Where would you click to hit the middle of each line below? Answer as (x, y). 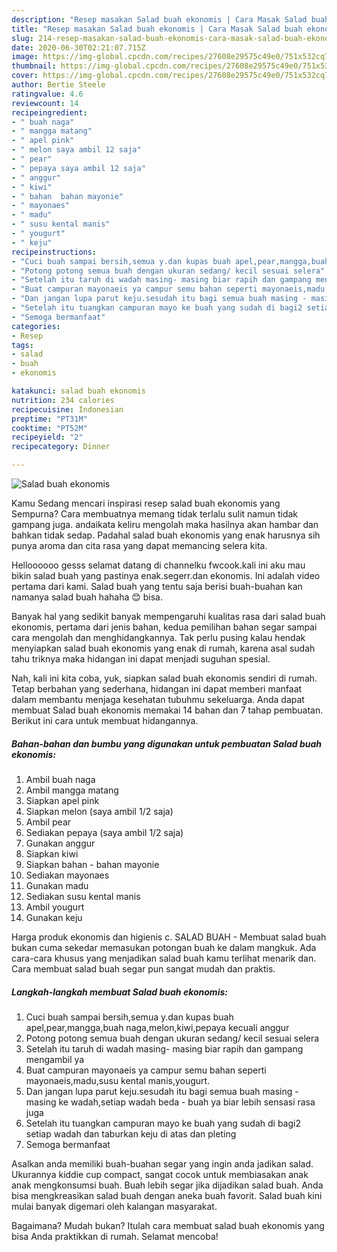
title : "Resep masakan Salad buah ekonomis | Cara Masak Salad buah (157, 29)
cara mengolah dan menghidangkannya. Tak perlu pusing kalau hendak (158, 637)
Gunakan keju (54, 917)
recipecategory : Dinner (61, 447)
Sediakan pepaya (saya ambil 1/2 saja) (104, 832)
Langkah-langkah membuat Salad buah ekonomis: (119, 992)
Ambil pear (48, 822)
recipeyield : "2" (47, 437)
